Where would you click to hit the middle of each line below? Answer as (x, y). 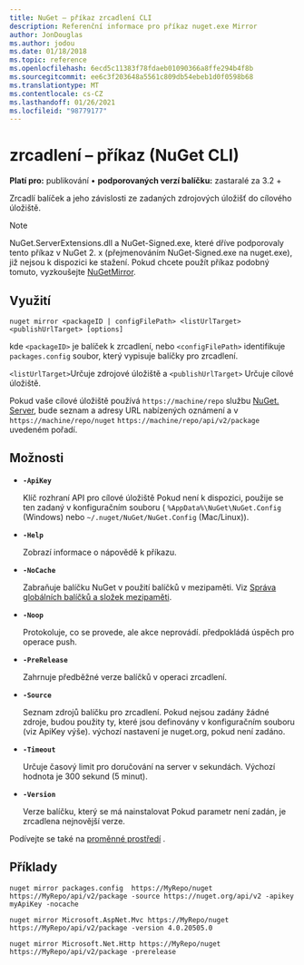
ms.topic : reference (49, 60)
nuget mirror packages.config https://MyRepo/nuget (111, 888)
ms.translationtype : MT (54, 85)
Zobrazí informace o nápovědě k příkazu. (99, 552)
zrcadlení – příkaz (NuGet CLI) (124, 156)
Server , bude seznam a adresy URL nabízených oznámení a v (124, 410)
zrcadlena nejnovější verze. (74, 821)
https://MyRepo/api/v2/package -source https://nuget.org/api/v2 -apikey (152, 896)
